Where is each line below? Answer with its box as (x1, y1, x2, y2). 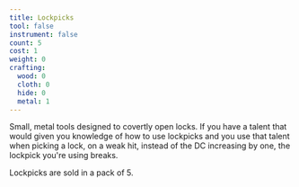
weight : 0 (9, 55, 47, 64)
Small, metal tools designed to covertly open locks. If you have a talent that (9, 121, 287, 132)
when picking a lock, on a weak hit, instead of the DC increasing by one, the (9, 140, 291, 151)
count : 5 (9, 38, 42, 48)
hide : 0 (17, 88, 47, 97)
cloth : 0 (17, 80, 50, 89)
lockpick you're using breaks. (9, 150, 119, 161)
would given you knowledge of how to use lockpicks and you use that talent (9, 131, 290, 142)
